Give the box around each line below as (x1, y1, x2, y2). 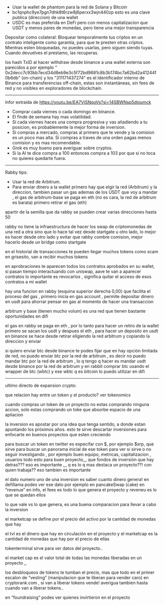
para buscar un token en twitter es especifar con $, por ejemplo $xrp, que (5, 441, 154, 447)
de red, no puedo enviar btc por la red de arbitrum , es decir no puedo (5, 353, 146, 359)
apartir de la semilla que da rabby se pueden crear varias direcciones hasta (5, 209, 157, 215)
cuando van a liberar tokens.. (5, 585, 63, 591)
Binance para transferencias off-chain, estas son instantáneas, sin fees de (5, 80, 155, 86)
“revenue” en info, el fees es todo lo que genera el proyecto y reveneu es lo (5, 487, 157, 492)
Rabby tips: (5, 169, 28, 175)
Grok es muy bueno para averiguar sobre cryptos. (12, 145, 113, 151)
